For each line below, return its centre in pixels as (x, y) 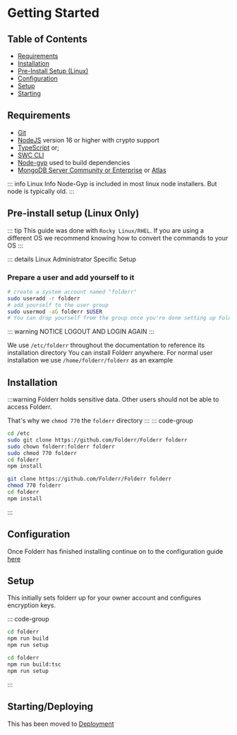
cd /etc (19, 434)
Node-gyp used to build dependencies (74, 162)
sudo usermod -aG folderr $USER (55, 312)
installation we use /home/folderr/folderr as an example (90, 360)
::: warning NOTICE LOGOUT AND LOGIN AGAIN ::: (81, 332)
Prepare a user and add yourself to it (71, 277)
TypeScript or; (38, 147)
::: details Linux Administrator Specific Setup (72, 259)
